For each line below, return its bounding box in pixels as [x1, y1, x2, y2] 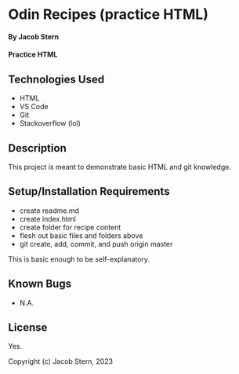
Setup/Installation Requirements [8, 185, 170, 198]
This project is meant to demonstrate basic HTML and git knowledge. [8, 163, 231, 171]
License [8, 321, 48, 335]
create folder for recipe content [19, 222, 121, 232]
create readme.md [19, 206, 80, 215]
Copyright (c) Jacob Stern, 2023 [8, 357, 114, 366]
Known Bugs [8, 277, 72, 291]
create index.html [19, 214, 76, 223]
